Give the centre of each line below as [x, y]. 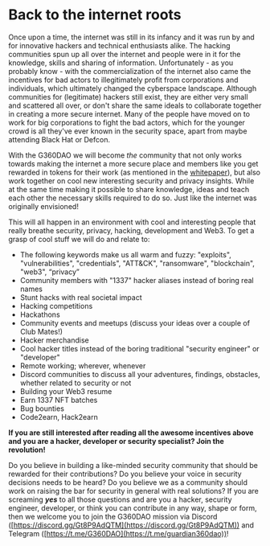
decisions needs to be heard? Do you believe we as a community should [128, 482]
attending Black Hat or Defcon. [59, 139]
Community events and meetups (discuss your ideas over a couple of [135, 322]
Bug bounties [42, 408]
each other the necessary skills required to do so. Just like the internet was [133, 198]
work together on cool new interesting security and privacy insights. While [131, 181]
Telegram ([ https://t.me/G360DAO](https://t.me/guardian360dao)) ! [119, 533]
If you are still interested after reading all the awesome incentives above [131, 433]
